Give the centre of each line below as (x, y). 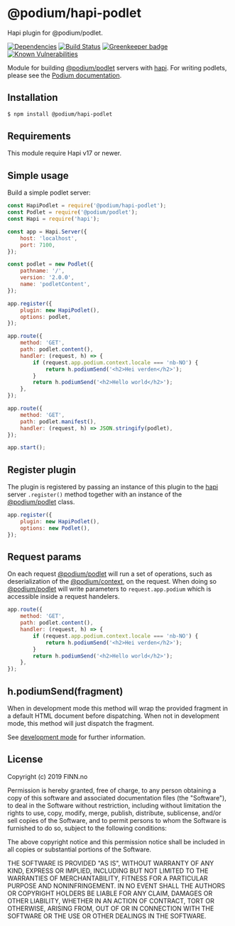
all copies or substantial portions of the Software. (79, 849)
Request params (44, 556)
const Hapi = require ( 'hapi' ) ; (54, 219)
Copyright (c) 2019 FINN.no (48, 776)
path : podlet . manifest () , (59, 421)
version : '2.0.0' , (47, 278)
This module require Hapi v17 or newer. (65, 153)
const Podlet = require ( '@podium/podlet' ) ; (73, 212)
